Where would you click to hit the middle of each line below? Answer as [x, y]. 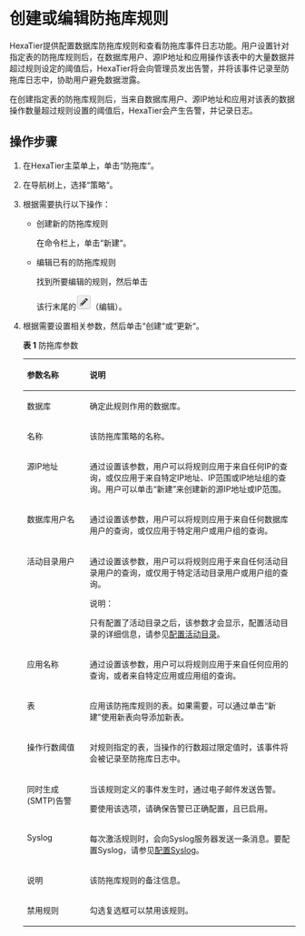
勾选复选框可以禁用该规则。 [141, 911]
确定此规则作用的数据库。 [138, 406]
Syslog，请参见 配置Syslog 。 [151, 850]
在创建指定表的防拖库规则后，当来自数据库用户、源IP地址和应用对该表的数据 [152, 99]
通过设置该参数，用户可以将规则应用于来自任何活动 [185, 561]
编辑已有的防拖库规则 [76, 262]
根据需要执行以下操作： [66, 204]
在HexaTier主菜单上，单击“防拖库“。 [90, 166]
